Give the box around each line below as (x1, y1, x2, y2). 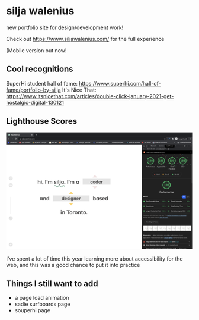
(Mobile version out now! (6, 46, 67, 54)
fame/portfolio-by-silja (6, 86, 61, 93)
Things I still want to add (6, 278, 98, 288)
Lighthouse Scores (6, 116, 78, 126)
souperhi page (14, 307, 51, 314)
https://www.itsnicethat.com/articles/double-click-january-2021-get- (6, 92, 174, 99)
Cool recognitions (6, 64, 73, 74)
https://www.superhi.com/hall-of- (79, 80, 161, 87)
